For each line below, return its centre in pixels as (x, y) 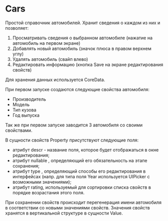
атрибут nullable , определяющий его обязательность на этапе (80, 160)
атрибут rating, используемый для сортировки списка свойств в (82, 187)
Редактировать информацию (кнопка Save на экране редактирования (88, 64)
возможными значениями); (42, 182)
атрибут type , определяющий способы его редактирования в (79, 171)
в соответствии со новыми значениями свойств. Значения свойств (78, 207)
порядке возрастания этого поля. (48, 192)
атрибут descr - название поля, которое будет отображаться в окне (86, 150)
